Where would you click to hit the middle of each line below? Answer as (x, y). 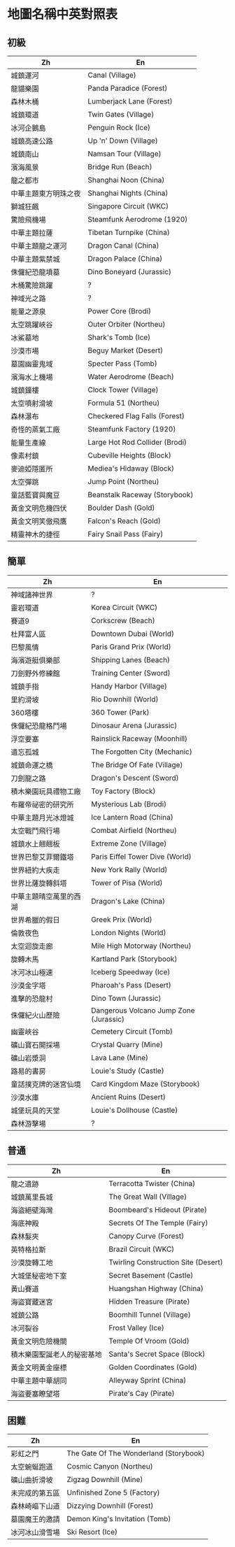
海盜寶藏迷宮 (32, 1302)
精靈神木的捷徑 (36, 534)
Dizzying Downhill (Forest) (110, 1506)
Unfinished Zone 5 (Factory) (113, 1492)
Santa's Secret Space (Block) (157, 1354)
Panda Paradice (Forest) (128, 88)
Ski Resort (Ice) (92, 1532)
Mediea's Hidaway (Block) (131, 468)
